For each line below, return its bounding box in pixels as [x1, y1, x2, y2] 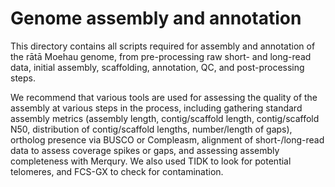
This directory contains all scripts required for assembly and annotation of [10, 40, 316, 52]
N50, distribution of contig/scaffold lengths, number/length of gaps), [10, 123, 293, 135]
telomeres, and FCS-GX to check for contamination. [10, 165, 224, 177]
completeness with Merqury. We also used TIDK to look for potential [10, 155, 292, 167]
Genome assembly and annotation [10, 7, 302, 30]
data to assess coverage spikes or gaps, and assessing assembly [10, 144, 280, 156]
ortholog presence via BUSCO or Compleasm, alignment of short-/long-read [10, 133, 325, 146]
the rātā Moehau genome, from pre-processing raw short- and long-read [10, 50, 312, 62]
